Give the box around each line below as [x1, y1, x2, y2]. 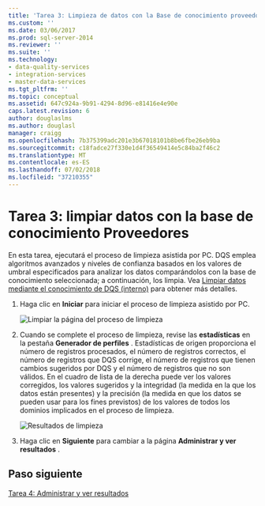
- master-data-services [8, 77, 87, 85]
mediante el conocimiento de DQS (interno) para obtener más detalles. [8, 284, 238, 293]
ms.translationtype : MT [8, 151, 87, 159]
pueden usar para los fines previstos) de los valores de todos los [19, 397, 230, 406]
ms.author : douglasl [8, 122, 77, 130]
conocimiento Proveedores [8, 225, 189, 242]
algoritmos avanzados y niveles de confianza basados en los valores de [8, 259, 242, 268]
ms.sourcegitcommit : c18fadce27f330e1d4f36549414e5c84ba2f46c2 [8, 144, 221, 152]
